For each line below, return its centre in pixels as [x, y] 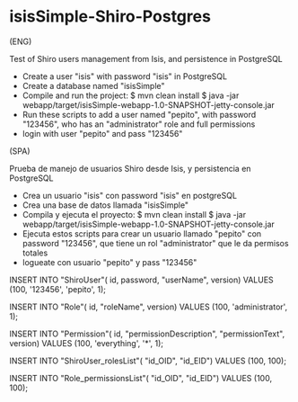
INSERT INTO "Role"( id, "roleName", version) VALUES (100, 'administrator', [149, 307]
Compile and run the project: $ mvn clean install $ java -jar [131, 95]
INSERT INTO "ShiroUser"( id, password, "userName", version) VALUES [141, 280]
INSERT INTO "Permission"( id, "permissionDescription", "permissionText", [147, 334]
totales [35, 253]
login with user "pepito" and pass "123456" [102, 133]
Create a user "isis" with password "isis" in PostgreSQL [124, 76]
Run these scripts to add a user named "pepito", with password [139, 114]
